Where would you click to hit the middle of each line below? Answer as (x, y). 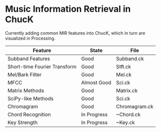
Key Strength (23, 122)
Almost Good (96, 82)
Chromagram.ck (135, 106)
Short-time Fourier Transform (42, 66)
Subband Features (29, 58)
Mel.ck (124, 75)
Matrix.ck (127, 90)
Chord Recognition (29, 114)
